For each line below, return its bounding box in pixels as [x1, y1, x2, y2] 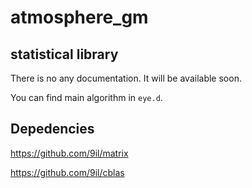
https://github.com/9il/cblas [10, 166, 125, 178]
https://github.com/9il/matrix [10, 147, 129, 159]
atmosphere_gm [10, 6, 149, 29]
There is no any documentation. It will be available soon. [10, 72, 242, 84]
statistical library [10, 46, 119, 63]
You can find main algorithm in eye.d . [10, 92, 163, 103]
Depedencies [10, 121, 95, 138]
